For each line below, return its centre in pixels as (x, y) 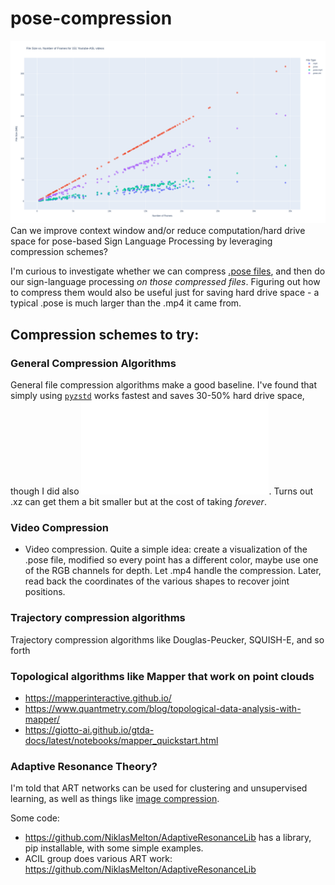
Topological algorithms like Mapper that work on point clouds (162, 676)
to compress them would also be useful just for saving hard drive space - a (165, 293)
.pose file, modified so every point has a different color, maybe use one (171, 560)
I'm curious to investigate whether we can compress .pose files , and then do (168, 271)
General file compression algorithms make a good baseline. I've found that (164, 384)
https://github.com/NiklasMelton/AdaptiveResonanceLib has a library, (168, 838)
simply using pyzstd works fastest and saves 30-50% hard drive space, (157, 395)
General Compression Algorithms (93, 363)
